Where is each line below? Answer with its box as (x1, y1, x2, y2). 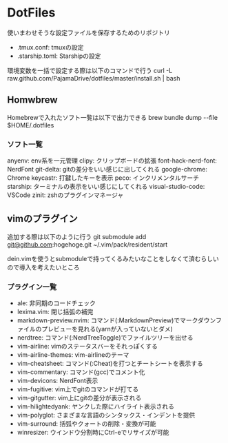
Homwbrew (7, 94, 58, 106)
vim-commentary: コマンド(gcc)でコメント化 (17, 368, 145, 376)
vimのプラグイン (7, 213, 78, 225)
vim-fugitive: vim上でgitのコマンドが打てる (17, 385, 139, 393)
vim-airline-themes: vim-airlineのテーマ (17, 351, 129, 359)
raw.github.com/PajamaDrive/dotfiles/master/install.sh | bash (7, 74, 180, 82)
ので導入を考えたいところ (7, 263, 80, 271)
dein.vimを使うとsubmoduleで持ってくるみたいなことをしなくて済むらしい (7, 254, 219, 262)
